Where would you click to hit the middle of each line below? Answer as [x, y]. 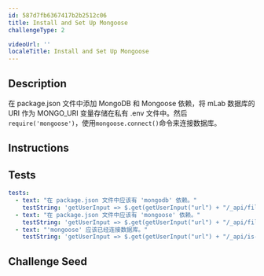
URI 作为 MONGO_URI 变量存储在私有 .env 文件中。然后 [98, 113]
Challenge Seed [48, 261]
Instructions [38, 148]
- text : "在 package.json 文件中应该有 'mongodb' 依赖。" [106, 201]
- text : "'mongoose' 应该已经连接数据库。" [81, 230]
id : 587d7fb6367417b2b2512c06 [58, 15]
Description [37, 83]
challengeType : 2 [37, 30]
